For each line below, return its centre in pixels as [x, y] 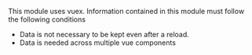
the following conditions [47, 19]
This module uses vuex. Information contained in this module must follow [126, 11]
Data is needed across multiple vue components [98, 43]
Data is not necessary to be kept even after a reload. [104, 34]
